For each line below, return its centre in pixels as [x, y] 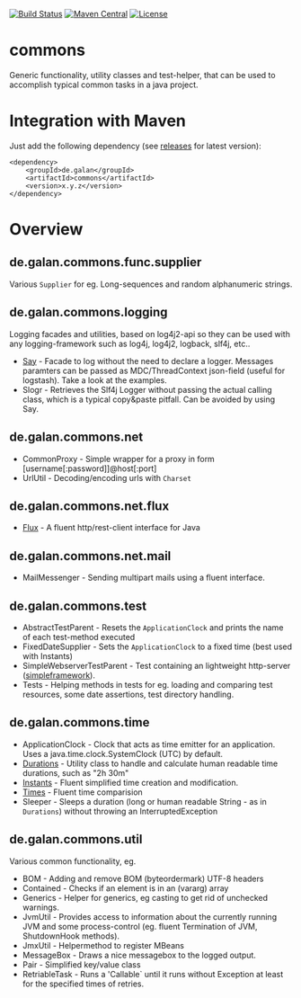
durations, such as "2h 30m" [75, 772]
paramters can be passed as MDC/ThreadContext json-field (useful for [154, 370]
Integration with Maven [98, 121]
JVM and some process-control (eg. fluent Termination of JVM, [140, 926]
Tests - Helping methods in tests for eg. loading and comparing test [147, 684]
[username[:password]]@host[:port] [89, 468]
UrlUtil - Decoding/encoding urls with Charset [106, 477]
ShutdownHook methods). [71, 936]
